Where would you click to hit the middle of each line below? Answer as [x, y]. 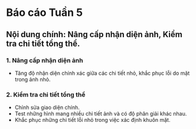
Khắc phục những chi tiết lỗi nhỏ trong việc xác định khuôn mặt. [92, 120]
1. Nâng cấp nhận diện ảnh [45, 60]
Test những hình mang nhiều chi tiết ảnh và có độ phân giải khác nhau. [101, 114]
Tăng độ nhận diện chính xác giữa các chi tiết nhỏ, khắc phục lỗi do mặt [102, 73]
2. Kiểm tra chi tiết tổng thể [46, 94]
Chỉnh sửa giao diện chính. [47, 107]
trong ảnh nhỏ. [32, 79]
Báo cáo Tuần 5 [45, 13]
